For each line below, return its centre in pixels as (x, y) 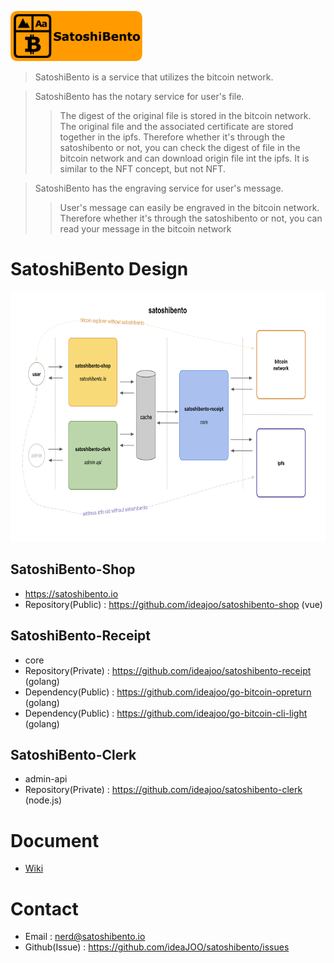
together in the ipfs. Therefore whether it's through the (172, 137)
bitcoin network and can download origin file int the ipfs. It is (184, 158)
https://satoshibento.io (71, 593)
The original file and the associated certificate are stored (176, 126)
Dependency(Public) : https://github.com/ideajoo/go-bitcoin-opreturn (168, 692)
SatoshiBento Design (99, 269)
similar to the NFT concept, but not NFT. (142, 169)
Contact (44, 908)
